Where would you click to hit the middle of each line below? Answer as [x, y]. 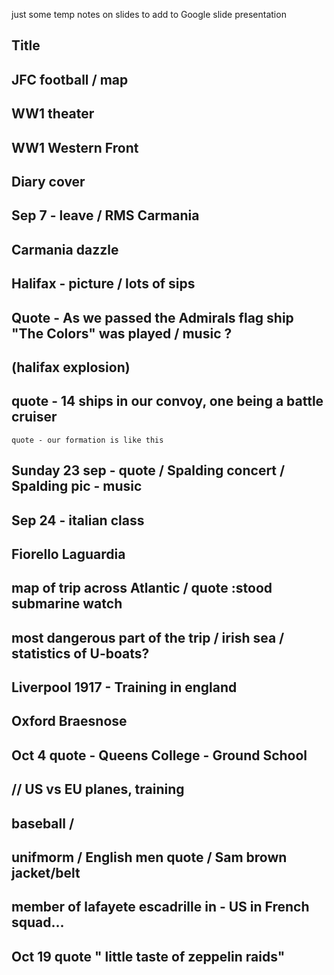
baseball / [43, 823]
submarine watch [67, 604]
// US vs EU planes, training [98, 789]
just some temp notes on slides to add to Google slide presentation [149, 14]
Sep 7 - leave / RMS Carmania [105, 215]
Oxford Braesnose [69, 721]
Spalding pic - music [77, 486]
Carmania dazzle [65, 249]
